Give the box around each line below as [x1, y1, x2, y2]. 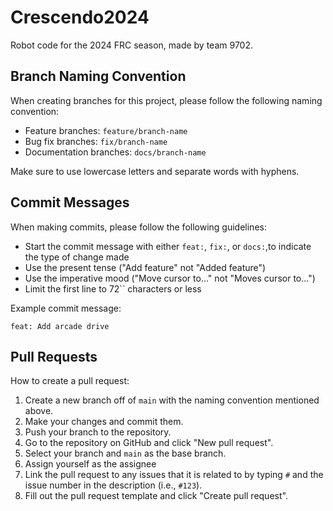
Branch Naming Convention [10, 68, 187, 85]
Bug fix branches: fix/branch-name [24, 135, 168, 147]
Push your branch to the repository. [24, 426, 172, 438]
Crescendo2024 [10, 6, 150, 29]
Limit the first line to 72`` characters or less [24, 282, 202, 295]
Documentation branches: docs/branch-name [24, 146, 207, 158]
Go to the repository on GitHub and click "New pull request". [24, 437, 274, 449]
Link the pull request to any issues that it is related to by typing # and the [24, 469, 324, 481]
